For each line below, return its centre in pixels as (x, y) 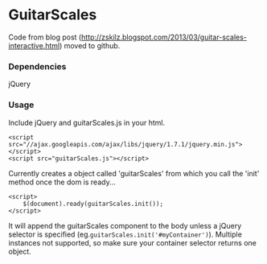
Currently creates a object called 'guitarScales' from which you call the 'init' (134, 173)
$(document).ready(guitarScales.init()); (93, 204)
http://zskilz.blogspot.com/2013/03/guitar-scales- (164, 37)
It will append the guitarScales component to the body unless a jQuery (125, 225)
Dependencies (37, 66)
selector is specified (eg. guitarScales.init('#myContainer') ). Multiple (125, 234)
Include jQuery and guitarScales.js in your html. (87, 122)
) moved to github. (90, 45)
